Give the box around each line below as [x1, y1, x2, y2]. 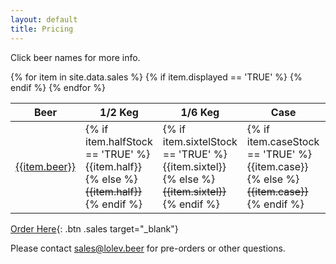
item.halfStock [85, 134, 153, 148]
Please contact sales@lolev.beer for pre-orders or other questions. [10, 242, 286, 254]
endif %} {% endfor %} [10, 81, 106, 93]
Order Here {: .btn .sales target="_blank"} [10, 222, 179, 235]
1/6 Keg [180, 105, 220, 119]
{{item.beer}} [15, 159, 77, 173]
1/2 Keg [99, 105, 139, 119]
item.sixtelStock [162, 134, 238, 148]
